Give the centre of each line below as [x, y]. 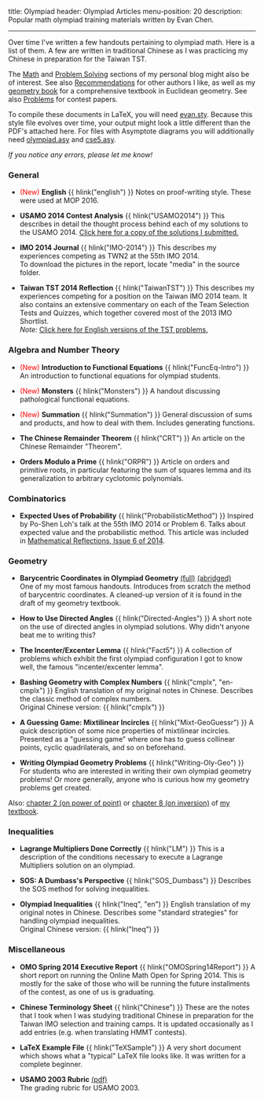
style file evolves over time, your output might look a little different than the [130, 123]
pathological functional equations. [75, 399]
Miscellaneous [37, 950]
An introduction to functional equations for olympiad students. [120, 376]
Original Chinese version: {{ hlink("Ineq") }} [89, 929]
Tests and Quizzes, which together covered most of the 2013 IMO [126, 313]
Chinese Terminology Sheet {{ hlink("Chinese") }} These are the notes [134, 1007]
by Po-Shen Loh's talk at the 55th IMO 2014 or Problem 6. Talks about [132, 524]
